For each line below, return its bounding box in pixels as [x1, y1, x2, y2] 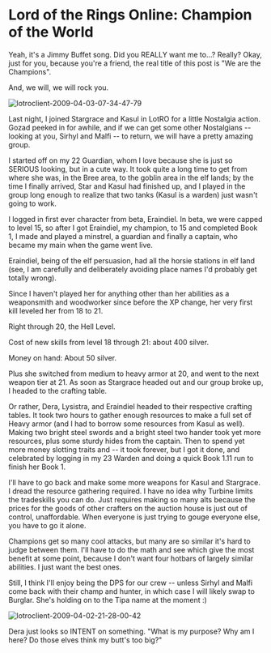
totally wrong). [8, 273, 57, 283]
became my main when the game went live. [8, 240, 154, 250]
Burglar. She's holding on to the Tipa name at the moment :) [8, 595, 208, 604]
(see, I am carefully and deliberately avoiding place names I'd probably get [8, 264, 257, 274]
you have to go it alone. [8, 520, 87, 530]
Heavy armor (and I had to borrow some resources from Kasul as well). [8, 419, 245, 429]
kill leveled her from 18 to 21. [8, 305, 104, 315]
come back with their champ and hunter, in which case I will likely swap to [8, 586, 255, 596]
